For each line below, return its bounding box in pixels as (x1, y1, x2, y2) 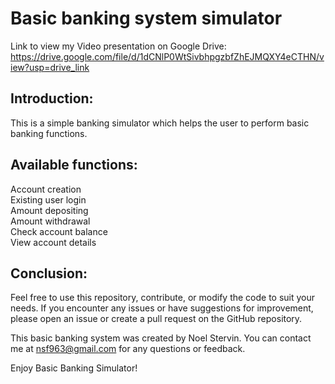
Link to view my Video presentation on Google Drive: (10, 40, 227, 52)
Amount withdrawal (10, 215, 91, 227)
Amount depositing (10, 204, 89, 216)
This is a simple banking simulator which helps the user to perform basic (10, 117, 310, 129)
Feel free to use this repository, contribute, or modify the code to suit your (10, 292, 316, 304)
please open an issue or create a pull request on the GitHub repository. (10, 313, 303, 325)
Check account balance (10, 225, 108, 237)
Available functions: (10, 157, 138, 174)
